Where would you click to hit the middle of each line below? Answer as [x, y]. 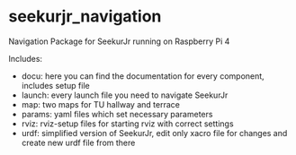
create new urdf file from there [78, 142]
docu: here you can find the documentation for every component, [143, 76]
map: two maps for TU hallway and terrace [101, 104]
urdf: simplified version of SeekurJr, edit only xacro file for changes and [154, 133]
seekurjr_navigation [85, 17]
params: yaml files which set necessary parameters [117, 114]
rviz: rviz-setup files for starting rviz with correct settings [128, 124]
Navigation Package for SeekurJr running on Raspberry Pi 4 [119, 41]
